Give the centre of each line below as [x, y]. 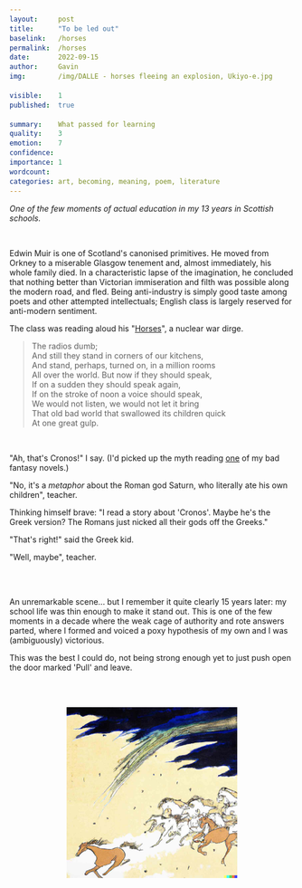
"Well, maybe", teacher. [53, 557]
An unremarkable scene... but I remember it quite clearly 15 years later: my [148, 601]
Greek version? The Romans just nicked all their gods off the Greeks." [139, 521]
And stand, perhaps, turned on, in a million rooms [123, 365]
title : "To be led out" [64, 29]
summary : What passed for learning [82, 124]
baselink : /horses [48, 38]
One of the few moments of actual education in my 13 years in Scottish [142, 208]
